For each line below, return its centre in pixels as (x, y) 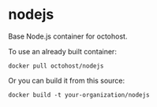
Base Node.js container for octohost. (68, 36)
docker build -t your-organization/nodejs (79, 95)
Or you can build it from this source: (67, 80)
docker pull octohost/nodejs (56, 66)
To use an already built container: (62, 51)
